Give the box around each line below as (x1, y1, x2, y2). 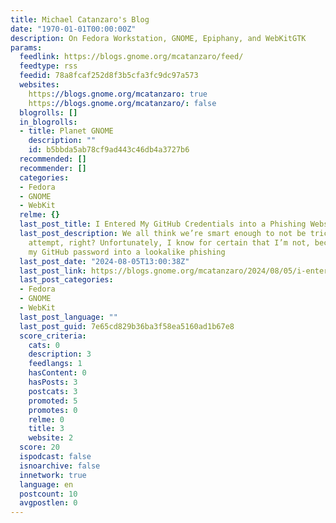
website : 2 (28, 433, 74, 443)
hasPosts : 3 (28, 377, 78, 387)
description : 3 (28, 349, 92, 360)
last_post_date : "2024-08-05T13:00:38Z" (19, 256, 190, 266)
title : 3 (28, 424, 65, 434)
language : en (19, 479, 74, 490)
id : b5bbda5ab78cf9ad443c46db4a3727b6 (28, 145, 190, 155)
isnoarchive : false (19, 461, 101, 471)
